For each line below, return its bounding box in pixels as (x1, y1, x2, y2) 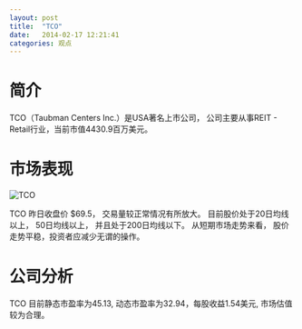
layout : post (9, 13, 59, 23)
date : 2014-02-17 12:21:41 (9, 30, 120, 39)
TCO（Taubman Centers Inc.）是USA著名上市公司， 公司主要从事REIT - (9, 113, 278, 124)
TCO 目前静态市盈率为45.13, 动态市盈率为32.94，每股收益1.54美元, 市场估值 (9, 298, 293, 309)
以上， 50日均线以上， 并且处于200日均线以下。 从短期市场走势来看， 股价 (9, 220, 290, 231)
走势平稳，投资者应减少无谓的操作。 (9, 231, 145, 242)
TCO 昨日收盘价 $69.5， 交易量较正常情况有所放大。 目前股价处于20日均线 (9, 208, 289, 219)
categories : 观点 (9, 38, 73, 48)
